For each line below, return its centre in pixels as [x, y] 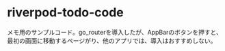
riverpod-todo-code [66, 13]
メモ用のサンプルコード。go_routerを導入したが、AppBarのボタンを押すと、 [115, 32]
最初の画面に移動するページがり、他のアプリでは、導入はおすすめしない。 [112, 40]
